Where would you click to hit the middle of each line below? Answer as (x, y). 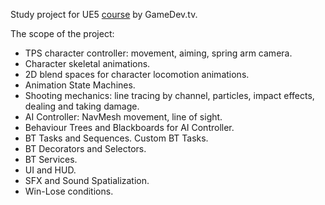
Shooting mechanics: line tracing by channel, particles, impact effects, (169, 95)
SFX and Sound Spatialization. (87, 180)
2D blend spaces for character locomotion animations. (137, 74)
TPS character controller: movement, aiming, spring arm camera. (158, 53)
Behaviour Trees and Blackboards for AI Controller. (129, 127)
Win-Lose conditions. (69, 191)
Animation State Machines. (80, 85)
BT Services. (51, 159)
